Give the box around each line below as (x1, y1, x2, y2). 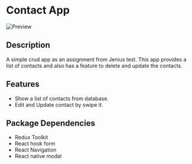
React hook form (14, 140, 56, 147)
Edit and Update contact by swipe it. (14, 101, 103, 108)
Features (6, 79, 40, 89)
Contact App (6, 4, 70, 17)
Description (6, 40, 50, 50)
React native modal (14, 153, 62, 160)
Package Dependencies (6, 118, 96, 128)
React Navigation (14, 146, 57, 153)
